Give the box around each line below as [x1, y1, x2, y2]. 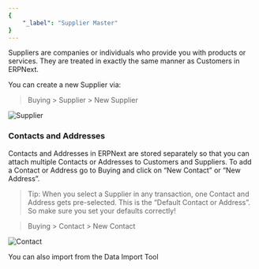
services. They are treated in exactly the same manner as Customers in [8, 56, 240, 66]
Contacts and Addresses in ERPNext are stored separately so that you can [8, 148, 250, 158]
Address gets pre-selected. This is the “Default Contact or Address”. [27, 197, 250, 206]
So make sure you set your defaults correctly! [27, 206, 176, 215]
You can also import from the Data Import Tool [8, 252, 160, 261]
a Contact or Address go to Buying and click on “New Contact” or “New [8, 165, 241, 175]
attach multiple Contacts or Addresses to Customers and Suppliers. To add [8, 157, 252, 166]
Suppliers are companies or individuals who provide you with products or [8, 48, 246, 58]
